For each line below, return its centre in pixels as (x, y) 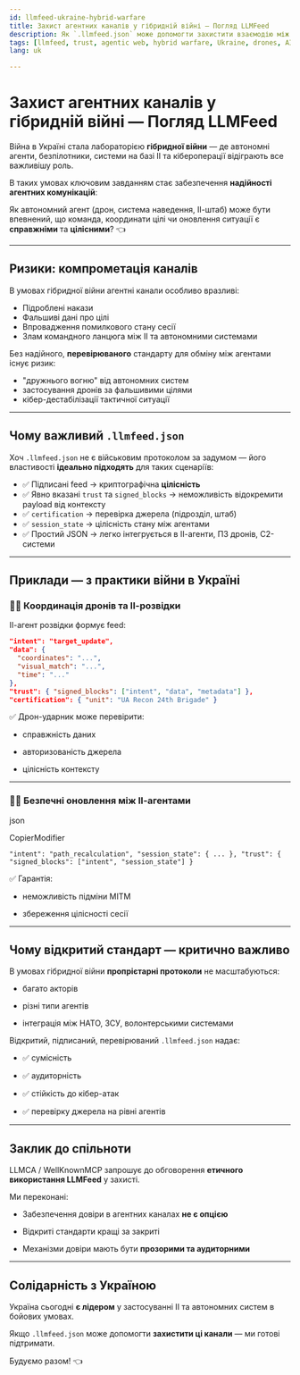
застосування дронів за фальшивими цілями (107, 390)
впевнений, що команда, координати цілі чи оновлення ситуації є (135, 219)
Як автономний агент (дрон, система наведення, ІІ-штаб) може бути (140, 210)
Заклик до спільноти (71, 1149)
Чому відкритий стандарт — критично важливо (150, 950)
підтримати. (32, 1343)
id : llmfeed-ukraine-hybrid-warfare (77, 17)
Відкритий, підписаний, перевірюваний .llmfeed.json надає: (125, 1041)
